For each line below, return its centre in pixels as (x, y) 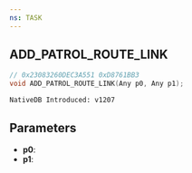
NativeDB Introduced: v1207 (62, 101)
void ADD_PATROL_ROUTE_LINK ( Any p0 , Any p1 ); (96, 84)
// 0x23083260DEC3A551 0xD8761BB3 (75, 75)
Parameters (43, 128)
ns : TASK (26, 18)
